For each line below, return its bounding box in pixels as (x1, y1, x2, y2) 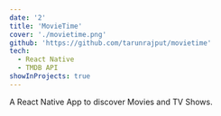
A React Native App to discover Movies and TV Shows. (9, 96, 214, 107)
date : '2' (9, 13, 47, 22)
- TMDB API (17, 64, 59, 73)
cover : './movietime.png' (9, 30, 106, 39)
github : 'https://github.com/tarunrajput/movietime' (9, 38, 212, 48)
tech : (9, 47, 30, 56)
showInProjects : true (9, 72, 91, 81)
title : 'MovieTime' (9, 22, 83, 31)
